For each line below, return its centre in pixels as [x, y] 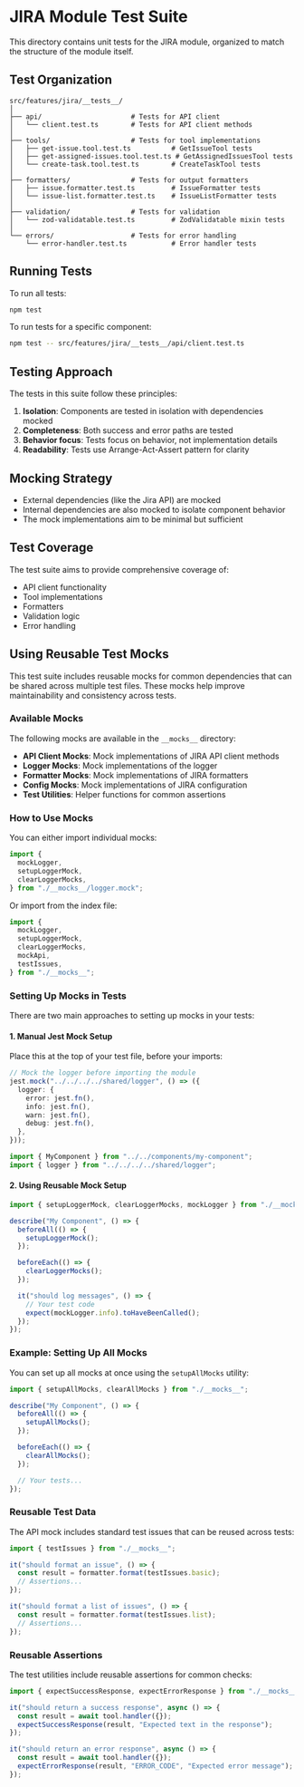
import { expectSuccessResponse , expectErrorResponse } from [127, 1691]
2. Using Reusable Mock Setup [68, 1185]
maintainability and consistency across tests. [93, 695]
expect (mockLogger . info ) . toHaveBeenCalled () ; [113, 1313]
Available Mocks [47, 719]
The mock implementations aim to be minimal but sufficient [133, 519]
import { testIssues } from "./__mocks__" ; [93, 1548]
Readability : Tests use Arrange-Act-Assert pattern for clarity [136, 449]
